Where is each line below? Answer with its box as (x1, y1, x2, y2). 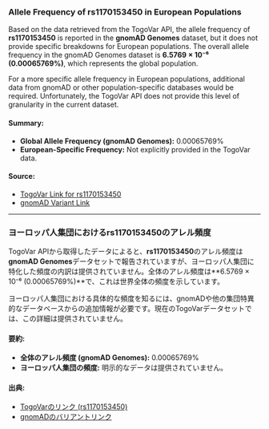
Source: (8, 172, 36, 181)
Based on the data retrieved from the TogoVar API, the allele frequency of (8, 25, 251, 34)
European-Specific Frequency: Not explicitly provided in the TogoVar (19, 144, 251, 154)
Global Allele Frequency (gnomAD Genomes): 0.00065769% (19, 136, 224, 146)
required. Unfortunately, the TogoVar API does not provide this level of (8, 91, 240, 101)
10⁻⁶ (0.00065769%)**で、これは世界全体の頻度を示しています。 (8, 277, 225, 286)
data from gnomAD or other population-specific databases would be (8, 83, 235, 92)
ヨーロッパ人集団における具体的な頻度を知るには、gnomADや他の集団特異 (8, 293, 255, 303)
